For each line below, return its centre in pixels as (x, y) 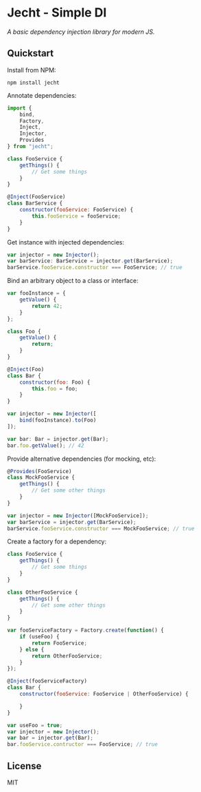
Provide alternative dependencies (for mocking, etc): (82, 459)
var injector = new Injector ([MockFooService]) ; (78, 515)
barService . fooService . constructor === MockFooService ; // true (101, 528)
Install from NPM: (32, 70)
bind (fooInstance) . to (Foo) (58, 420)
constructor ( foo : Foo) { (55, 382)
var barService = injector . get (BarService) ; (72, 522)
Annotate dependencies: (42, 95)
